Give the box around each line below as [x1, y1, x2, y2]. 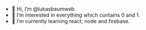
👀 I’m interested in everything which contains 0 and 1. [11, 12, 140, 18]
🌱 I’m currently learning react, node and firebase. [11, 18, 130, 24]
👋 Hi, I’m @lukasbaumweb [11, 6, 75, 12]
